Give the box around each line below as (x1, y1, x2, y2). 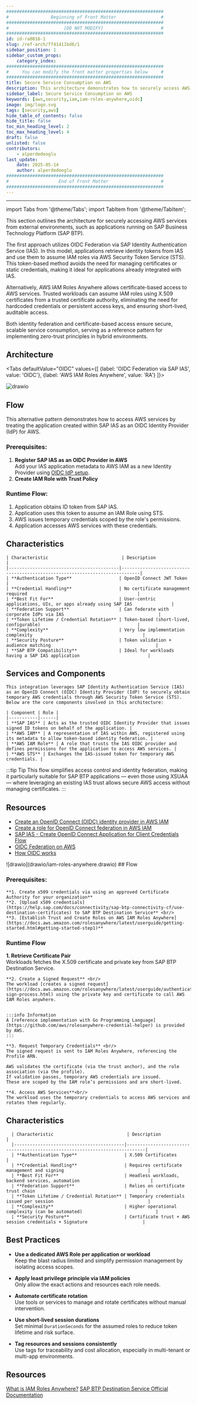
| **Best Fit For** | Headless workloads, (11, 1172, 180, 1178)
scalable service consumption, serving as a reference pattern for (6, 326, 163, 333)
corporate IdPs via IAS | (6, 611, 161, 617)
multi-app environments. (14, 1353, 74, 1360)
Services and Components (6, 669, 106, 679)
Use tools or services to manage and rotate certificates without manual (14, 1299, 186, 1306)
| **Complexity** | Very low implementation (6, 627, 185, 633)
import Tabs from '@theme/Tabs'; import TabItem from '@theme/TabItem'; (6, 206, 186, 213)
